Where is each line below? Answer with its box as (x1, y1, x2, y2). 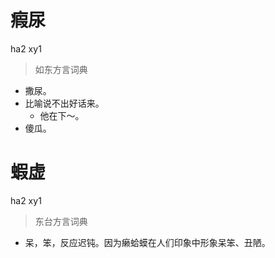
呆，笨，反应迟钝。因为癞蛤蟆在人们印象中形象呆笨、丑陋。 (24, 236, 271, 248)
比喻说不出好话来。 (24, 97, 105, 109)
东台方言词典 (34, 215, 88, 227)
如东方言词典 (34, 63, 88, 75)
